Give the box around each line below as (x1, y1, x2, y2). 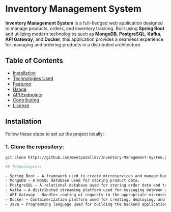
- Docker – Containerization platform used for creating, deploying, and (5, 197, 165, 202)
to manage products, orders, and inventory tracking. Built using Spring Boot (5, 25, 164, 31)
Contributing (12, 97, 39, 103)
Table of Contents (5, 57, 64, 65)
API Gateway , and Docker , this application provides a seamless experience (5, 36, 164, 42)
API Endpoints (12, 91, 42, 97)
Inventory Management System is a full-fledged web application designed (5, 20, 163, 26)
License (12, 102, 30, 109)
